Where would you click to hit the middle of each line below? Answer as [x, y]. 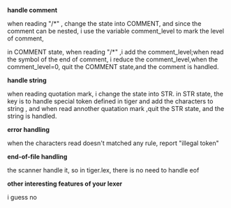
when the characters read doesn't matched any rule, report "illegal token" [113, 143]
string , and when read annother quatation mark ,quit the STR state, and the [116, 109]
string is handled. [32, 116]
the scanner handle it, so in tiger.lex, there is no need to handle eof [103, 170]
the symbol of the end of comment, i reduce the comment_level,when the [113, 59]
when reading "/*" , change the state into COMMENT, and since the [104, 23]
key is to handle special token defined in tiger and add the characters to [110, 101]
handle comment [32, 10]
